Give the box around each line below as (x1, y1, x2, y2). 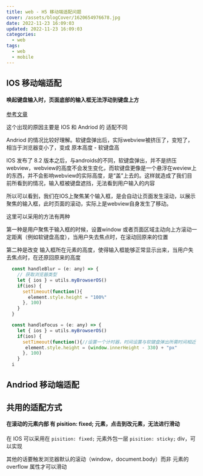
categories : (6, 32, 36, 38)
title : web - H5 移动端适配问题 (6, 8, 82, 15)
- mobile (12, 54, 34, 60)
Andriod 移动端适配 (6, 380, 80, 390)
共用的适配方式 (6, 402, 62, 412)
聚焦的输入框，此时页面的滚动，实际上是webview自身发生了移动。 (6, 200, 172, 207)
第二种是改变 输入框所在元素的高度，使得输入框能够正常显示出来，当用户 (6, 246, 188, 253)
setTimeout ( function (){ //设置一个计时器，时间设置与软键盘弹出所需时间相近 (22, 339, 196, 345)
